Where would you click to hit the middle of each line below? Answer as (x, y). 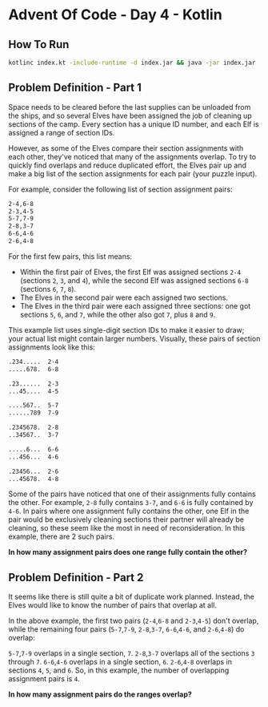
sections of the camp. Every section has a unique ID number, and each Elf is (134, 124)
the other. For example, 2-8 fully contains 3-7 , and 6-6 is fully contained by (131, 503)
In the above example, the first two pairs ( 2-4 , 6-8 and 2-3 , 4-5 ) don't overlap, (134, 621)
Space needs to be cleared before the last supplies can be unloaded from (130, 107)
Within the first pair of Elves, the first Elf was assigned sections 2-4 (130, 272)
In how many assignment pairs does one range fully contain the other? (128, 552)
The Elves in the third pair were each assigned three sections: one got (135, 305)
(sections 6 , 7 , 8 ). (48, 289)
